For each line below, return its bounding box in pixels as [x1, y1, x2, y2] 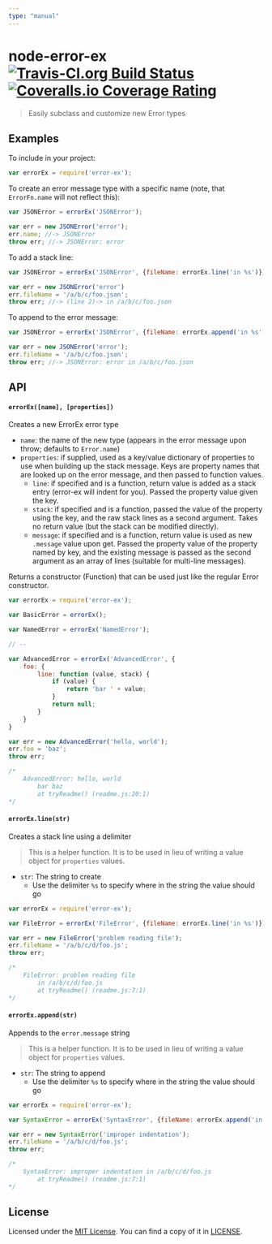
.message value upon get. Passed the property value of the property [32, 539, 257, 549]
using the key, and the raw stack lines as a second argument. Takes [32, 513, 258, 523]
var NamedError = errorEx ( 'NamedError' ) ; [8, 626, 151, 634]
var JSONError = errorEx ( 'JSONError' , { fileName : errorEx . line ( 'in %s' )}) [8, 268, 266, 276]
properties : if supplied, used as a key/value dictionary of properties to [19, 452, 255, 463]
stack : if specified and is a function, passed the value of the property [32, 504, 263, 514]
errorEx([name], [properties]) [8, 403, 114, 411]
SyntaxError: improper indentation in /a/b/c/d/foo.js [23, 1168, 212, 1176]
